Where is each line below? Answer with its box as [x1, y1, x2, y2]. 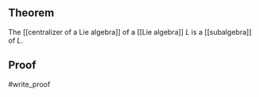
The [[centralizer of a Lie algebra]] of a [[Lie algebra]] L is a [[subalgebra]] [8, 27, 252, 36]
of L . [8, 35, 24, 45]
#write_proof [8, 79, 51, 89]
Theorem [8, 6, 55, 20]
